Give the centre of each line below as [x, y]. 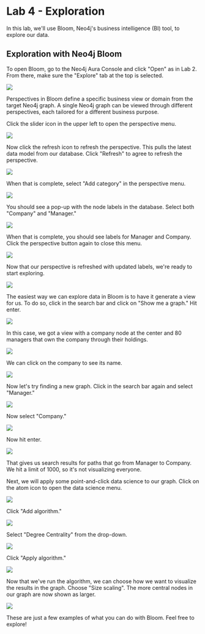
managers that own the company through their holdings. [77, 339]
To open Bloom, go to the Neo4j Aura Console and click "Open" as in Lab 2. [102, 69]
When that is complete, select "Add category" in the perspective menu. [96, 183]
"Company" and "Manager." [41, 213]
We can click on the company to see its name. [64, 362]
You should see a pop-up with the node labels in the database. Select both [100, 207]
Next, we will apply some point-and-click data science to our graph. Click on [103, 481]
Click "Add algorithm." [34, 511]
